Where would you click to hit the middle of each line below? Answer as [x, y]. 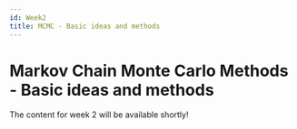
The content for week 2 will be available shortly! [99, 115]
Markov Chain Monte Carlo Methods [149, 71]
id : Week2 [28, 18]
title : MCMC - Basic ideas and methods [85, 26]
